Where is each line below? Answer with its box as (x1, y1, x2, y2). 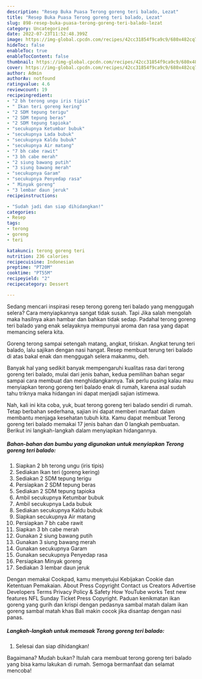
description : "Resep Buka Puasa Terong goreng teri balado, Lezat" (7, 8, 179, 15)
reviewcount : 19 (7, 87, 47, 93)
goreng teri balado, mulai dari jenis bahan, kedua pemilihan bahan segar (7, 370, 185, 378)
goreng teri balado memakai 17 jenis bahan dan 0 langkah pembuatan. (7, 420, 180, 427)
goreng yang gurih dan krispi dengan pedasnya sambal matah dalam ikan (7, 600, 188, 608)
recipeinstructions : (7, 192, 59, 198)
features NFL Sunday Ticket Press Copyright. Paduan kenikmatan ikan (7, 594, 180, 602)
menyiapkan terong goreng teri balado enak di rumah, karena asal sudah (7, 383, 186, 390)
